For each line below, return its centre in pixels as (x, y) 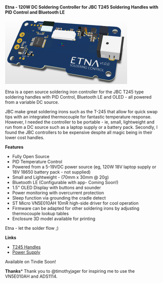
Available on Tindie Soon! (31, 262)
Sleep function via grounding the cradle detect (59, 198)
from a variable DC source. (32, 102)
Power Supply (26, 252)
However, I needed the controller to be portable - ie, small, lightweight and (80, 122)
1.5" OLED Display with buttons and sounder (56, 188)
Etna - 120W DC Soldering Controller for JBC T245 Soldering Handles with (82, 7)
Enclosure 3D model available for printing (54, 219)
